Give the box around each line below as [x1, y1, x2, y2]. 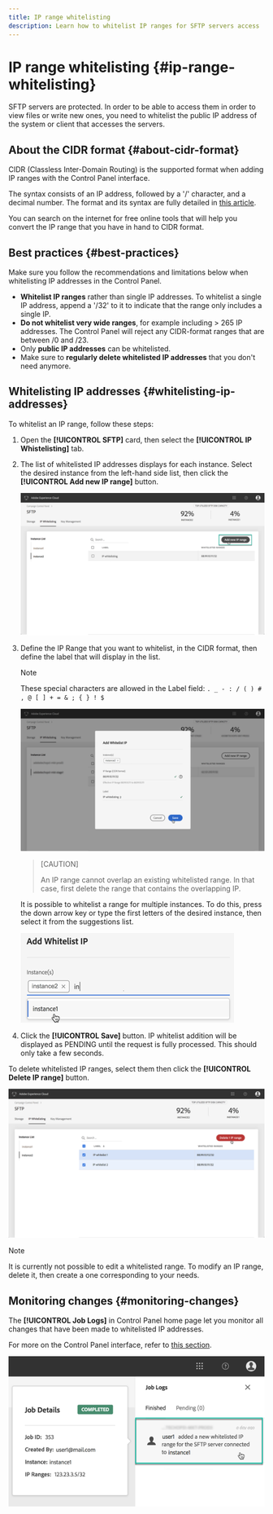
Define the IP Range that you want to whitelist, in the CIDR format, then [19, 644, 258, 654]
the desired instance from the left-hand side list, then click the [19, 468, 229, 478]
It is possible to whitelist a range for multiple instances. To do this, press [19, 899, 262, 909]
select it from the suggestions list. [19, 917, 134, 926]
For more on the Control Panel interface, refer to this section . [8, 1340, 213, 1350]
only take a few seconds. [19, 1048, 104, 1058]
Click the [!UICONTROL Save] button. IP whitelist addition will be [19, 1031, 237, 1041]
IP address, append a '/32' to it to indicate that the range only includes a [19, 301, 262, 310]
